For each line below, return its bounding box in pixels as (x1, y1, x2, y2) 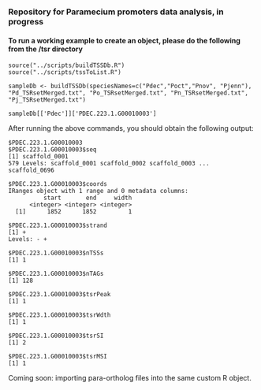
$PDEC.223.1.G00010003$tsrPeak (8, 291, 111, 299)
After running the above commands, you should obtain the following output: (8, 124, 254, 133)
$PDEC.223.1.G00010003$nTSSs (8, 249, 104, 258)
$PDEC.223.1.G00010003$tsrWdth (8, 311, 111, 319)
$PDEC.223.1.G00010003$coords (8, 180, 108, 188)
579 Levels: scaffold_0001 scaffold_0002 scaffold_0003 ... (8, 160, 211, 168)
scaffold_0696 (8, 166, 55, 175)
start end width (43, 194, 132, 202)
